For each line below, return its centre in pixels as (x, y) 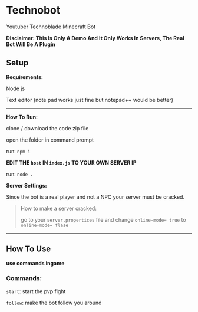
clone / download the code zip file (47, 128)
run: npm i (18, 151)
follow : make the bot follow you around (54, 303)
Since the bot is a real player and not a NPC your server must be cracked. (95, 197)
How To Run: (22, 117)
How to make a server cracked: (59, 208)
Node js (16, 88)
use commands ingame (35, 263)
